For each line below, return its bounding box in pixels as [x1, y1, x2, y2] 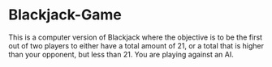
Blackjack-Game [8, 6, 122, 24]
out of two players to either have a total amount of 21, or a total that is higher [8, 40, 264, 50]
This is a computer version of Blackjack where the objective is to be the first [8, 32, 262, 42]
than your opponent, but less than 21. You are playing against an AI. [8, 49, 234, 59]
